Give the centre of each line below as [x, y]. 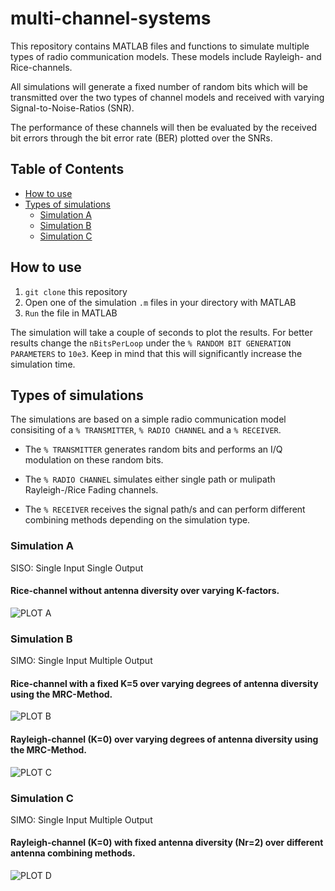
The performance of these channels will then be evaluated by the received [164, 127]
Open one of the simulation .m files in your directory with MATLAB [160, 302]
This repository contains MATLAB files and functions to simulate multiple [160, 46]
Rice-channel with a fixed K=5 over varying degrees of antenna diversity [164, 683]
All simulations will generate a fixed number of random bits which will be [159, 86]
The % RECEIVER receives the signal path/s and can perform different [165, 509]
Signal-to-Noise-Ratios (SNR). [72, 108]
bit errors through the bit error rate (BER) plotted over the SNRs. [141, 138]
